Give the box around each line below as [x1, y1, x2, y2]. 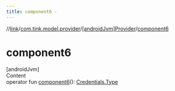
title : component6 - [6, 8, 58, 15]
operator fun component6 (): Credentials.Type [6, 78, 118, 85]
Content [6, 72, 26, 79]
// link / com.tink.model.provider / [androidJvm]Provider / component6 [6, 25, 169, 32]
